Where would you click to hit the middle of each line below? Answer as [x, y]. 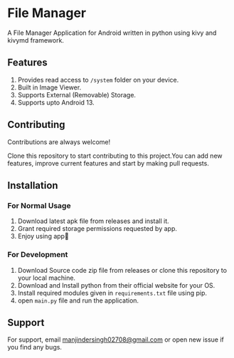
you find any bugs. [35, 347]
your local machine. [47, 278]
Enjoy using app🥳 [43, 237]
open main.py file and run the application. [78, 300]
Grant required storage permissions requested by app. [97, 229]
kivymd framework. [36, 40]
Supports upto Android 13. [56, 102]
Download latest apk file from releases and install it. [93, 221]
